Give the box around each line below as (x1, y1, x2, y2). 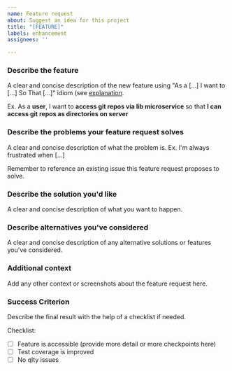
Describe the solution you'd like (7, 189, 117, 199)
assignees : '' (7, 36, 49, 43)
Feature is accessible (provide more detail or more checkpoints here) (17, 339, 217, 348)
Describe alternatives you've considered (7, 222, 149, 232)
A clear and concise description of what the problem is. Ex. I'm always (7, 143, 210, 151)
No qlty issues (17, 356, 59, 364)
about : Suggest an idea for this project (7, 17, 130, 24)
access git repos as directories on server (7, 110, 129, 118)
